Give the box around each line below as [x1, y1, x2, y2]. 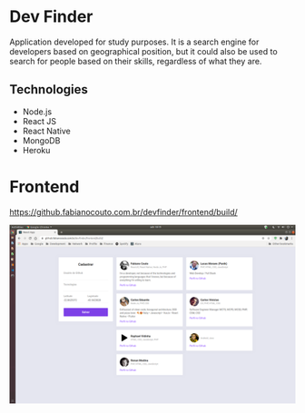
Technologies [9, 82, 89, 97]
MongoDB [22, 134, 61, 146]
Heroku [22, 144, 51, 155]
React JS [22, 115, 57, 126]
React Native [22, 125, 71, 136]
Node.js [22, 106, 53, 117]
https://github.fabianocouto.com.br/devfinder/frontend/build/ [9, 206, 238, 217]
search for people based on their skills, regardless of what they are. [9, 55, 262, 66]
